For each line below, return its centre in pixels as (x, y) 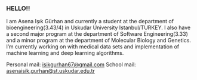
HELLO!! (18, 8)
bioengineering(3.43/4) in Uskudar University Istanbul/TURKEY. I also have (98, 27)
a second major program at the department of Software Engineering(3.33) (97, 34)
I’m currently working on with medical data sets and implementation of (93, 47)
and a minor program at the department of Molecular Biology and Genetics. (98, 41)
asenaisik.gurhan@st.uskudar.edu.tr (51, 71)
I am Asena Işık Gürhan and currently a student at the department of (90, 21)
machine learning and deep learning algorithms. (65, 53)
